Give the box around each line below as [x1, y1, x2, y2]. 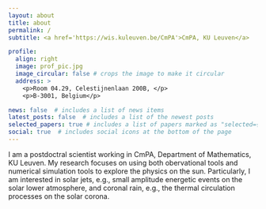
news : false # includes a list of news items [8, 106, 165, 114]
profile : [8, 48, 37, 56]
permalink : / [8, 26, 51, 34]
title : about [8, 19, 51, 27]
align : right [15, 55, 59, 63]
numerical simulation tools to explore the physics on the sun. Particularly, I [8, 166, 251, 176]
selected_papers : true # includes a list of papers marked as [8, 121, 218, 129]
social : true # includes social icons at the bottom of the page [8, 128, 232, 136]
